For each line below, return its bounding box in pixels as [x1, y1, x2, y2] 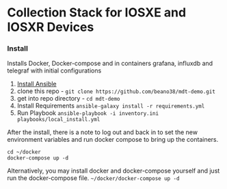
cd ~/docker [7, 149, 41, 155]
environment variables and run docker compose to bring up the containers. [7, 136, 219, 144]
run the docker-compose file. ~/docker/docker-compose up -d [7, 174, 180, 182]
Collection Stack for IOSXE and [7, 5, 187, 21]
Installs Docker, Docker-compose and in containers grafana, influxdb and [7, 60, 213, 68]
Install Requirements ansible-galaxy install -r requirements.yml [16, 101, 205, 110]
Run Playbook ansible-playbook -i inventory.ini [16, 109, 159, 117]
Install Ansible [16, 80, 57, 88]
